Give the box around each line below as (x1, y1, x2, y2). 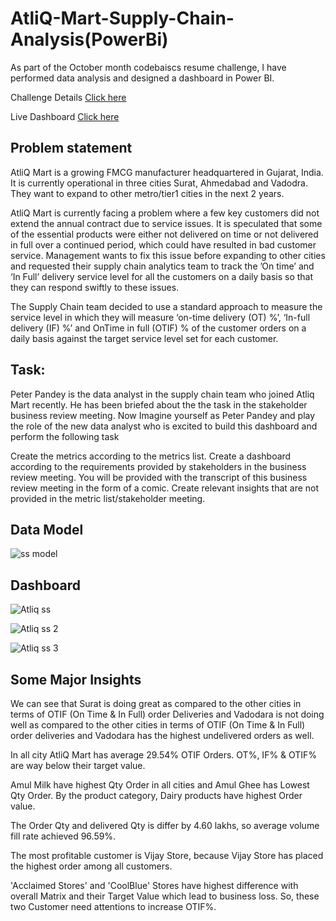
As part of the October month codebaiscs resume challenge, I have (10, 61, 287, 73)
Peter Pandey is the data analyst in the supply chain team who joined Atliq (10, 388, 315, 400)
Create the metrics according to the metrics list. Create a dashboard (10, 450, 292, 462)
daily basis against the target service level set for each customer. (10, 332, 279, 344)
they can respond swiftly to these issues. (10, 281, 180, 293)
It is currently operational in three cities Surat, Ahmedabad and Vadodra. (10, 177, 308, 189)
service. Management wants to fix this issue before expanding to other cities (10, 249, 326, 261)
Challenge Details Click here (10, 91, 127, 103)
